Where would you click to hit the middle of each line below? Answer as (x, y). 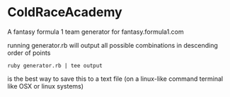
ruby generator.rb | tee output (55, 65)
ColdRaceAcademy (65, 12)
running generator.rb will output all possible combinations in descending (113, 45)
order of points (29, 53)
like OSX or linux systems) (45, 86)
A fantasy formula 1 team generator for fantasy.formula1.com (96, 32)
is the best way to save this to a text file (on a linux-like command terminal (115, 79)
